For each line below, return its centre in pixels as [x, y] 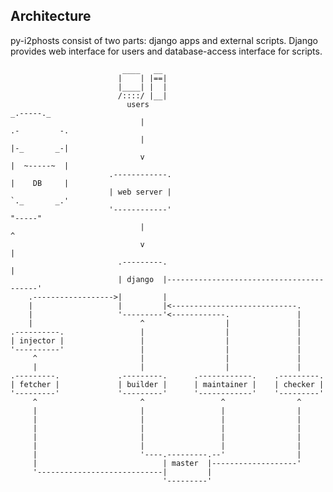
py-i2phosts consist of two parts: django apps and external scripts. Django [164, 40]
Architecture [51, 16]
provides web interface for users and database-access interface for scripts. [166, 51]
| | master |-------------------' [167, 463]
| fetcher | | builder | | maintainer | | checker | [167, 384]
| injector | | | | [156, 340]
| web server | [140, 192]
